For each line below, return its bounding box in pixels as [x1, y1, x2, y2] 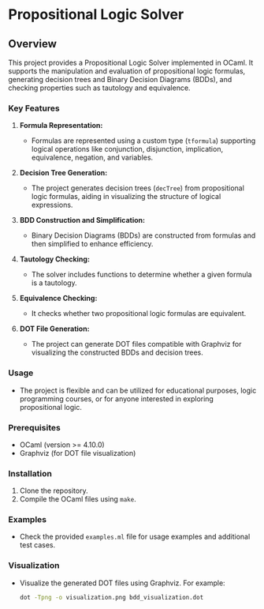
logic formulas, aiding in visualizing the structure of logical [31, 192, 221, 201]
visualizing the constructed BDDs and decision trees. [31, 348, 203, 357]
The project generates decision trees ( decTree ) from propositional [31, 183, 244, 193]
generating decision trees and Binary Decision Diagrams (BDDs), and [8, 75, 232, 84]
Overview [8, 37, 58, 51]
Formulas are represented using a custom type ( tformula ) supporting [31, 136, 256, 145]
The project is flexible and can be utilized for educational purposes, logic [19, 385, 257, 395]
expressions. [31, 200, 73, 210]
